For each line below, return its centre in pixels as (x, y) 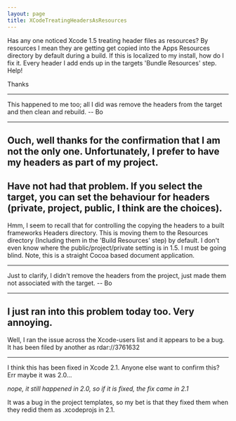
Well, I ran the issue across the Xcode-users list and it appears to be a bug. (116, 339)
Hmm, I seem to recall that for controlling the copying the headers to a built (116, 225)
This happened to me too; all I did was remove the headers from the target (115, 104)
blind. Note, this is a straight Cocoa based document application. (101, 255)
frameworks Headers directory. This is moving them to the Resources (108, 232)
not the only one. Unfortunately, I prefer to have (113, 151)
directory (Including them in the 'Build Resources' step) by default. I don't (113, 240)
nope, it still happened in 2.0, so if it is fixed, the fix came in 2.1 (98, 389)
